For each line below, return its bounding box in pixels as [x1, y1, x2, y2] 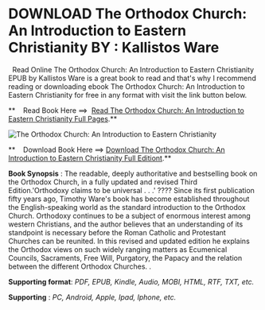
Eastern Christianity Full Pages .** [8, 114, 118, 123]
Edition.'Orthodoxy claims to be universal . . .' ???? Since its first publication [8, 185, 255, 195]
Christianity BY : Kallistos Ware [8, 39, 220, 56]
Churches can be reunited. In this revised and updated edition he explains [8, 236, 251, 246]
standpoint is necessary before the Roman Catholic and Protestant [8, 227, 227, 237]
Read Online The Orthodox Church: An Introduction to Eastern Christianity [11, 64, 255, 74]
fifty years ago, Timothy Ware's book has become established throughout [8, 194, 250, 203]
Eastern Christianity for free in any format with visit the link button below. [8, 90, 247, 99]
